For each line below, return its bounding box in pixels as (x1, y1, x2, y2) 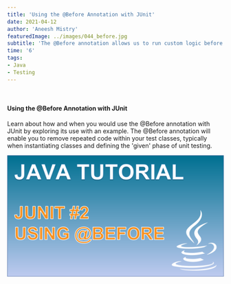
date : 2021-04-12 (7, 18, 57, 25)
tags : (7, 55, 23, 62)
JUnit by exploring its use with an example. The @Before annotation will (7, 127, 211, 135)
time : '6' (7, 47, 36, 54)
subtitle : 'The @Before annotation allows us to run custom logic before (7, 40, 223, 47)
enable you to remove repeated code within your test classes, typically (7, 134, 208, 142)
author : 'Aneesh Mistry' (7, 25, 78, 32)
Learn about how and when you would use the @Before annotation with (7, 119, 210, 128)
